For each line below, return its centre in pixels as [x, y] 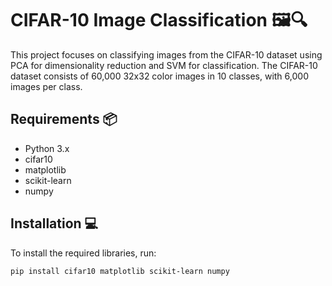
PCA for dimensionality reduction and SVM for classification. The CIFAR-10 [164, 65]
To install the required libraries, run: [83, 253]
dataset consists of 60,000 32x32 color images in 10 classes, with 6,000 [159, 76]
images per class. [46, 86]
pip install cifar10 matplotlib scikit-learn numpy [120, 271]
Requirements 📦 [64, 119]
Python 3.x [47, 148]
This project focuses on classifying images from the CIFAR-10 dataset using [166, 54]
